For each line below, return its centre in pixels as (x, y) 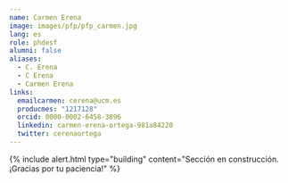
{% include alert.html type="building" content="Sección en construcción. (144, 159)
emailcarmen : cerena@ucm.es (70, 100)
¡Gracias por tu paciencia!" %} (65, 168)
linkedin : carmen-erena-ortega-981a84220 (95, 126)
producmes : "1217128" (58, 109)
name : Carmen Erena (45, 17)
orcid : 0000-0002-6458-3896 (70, 117)
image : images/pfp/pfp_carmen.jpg (74, 26)
